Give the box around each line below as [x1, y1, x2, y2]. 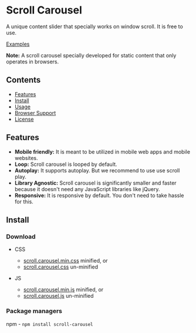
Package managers [6, 307, 63, 315]
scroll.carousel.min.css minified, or [23, 257, 108, 264]
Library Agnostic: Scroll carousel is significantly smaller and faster [14, 179, 177, 186]
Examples [6, 40, 30, 47]
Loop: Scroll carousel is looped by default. [14, 161, 117, 168]
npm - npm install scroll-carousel [6, 320, 93, 327]
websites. [14, 154, 38, 161]
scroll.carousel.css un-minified [23, 263, 99, 270]
